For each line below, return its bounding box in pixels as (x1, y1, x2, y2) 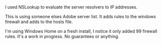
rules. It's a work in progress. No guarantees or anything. (5, 34, 120, 39)
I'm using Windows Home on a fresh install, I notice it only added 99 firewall (5, 28, 157, 34)
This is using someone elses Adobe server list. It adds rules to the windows (5, 14, 156, 19)
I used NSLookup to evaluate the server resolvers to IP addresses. (5, 4, 138, 10)
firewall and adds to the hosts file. (5, 19, 73, 24)
